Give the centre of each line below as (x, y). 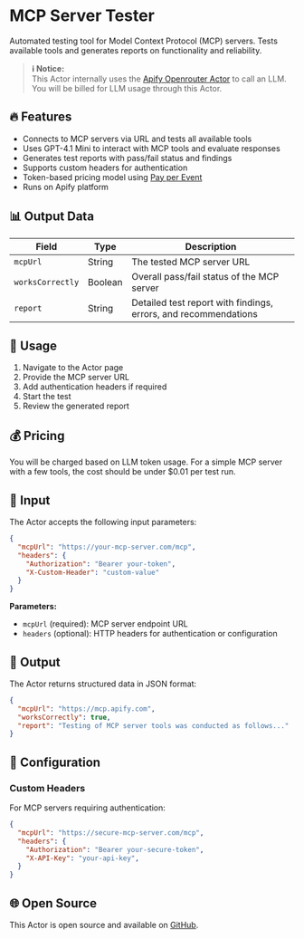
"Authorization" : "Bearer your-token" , (101, 564)
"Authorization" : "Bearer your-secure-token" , (115, 849)
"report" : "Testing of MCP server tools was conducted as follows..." (153, 725)
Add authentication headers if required (95, 387)
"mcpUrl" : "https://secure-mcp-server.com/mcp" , (111, 833)
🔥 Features (41, 117)
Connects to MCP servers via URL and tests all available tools (137, 139)
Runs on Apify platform (65, 187)
